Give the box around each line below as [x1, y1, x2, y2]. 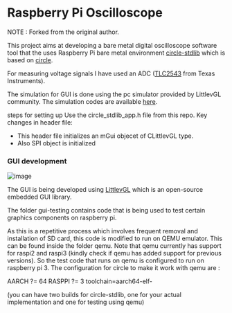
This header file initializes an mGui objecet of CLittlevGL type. [17, 132, 194, 140]
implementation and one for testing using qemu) [7, 298, 145, 306]
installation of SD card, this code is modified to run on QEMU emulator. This [7, 234, 223, 243]
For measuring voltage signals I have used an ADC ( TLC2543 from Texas [7, 69, 215, 78]
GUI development [7, 156, 67, 166]
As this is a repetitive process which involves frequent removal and [7, 227, 199, 235]
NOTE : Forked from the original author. [7, 28, 120, 36]
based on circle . [7, 55, 53, 64]
